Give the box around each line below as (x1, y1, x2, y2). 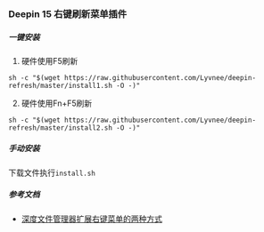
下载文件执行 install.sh (8, 167, 95, 178)
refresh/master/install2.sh (8, 123, 113, 132)
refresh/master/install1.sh (8, 81, 113, 90)
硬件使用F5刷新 (21, 55, 78, 66)
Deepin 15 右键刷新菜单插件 (8, 7, 128, 20)
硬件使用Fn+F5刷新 (21, 98, 93, 108)
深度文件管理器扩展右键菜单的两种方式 (21, 213, 162, 224)
